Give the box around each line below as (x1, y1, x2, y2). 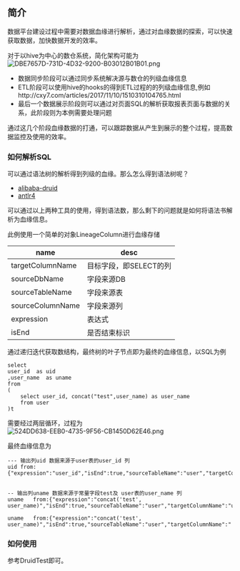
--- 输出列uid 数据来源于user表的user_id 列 (7, 458, 130, 465)
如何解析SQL (7, 152, 52, 162)
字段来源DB (86, 274, 126, 284)
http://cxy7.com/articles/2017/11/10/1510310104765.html (17, 91, 181, 99)
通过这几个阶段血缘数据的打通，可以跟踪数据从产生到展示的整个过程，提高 (7, 123, 226, 132)
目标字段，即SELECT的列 (86, 261, 171, 271)
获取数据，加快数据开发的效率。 (7, 36, 101, 44)
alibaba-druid (17, 184, 59, 193)
